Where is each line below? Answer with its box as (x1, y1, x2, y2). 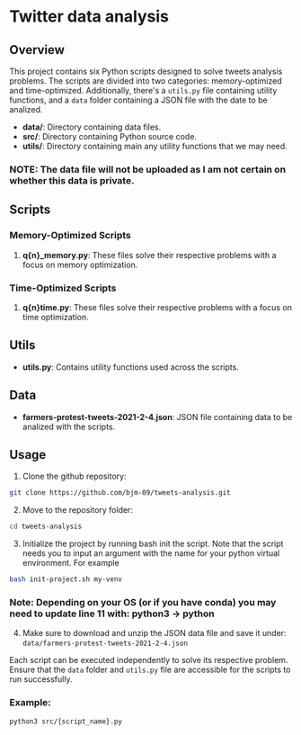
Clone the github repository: (22, 471, 127, 482)
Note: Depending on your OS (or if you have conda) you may (9, 596, 277, 608)
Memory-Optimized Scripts (9, 229, 132, 242)
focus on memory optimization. (22, 259, 138, 270)
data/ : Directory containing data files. (22, 121, 162, 132)
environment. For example (22, 558, 120, 569)
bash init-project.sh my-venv (9, 575, 123, 584)
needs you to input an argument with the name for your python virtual (22, 548, 280, 559)
